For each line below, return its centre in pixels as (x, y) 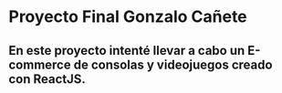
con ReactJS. (47, 79)
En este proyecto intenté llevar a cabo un (127, 51)
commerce (40, 64)
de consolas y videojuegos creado (173, 64)
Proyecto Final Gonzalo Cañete (128, 17)
